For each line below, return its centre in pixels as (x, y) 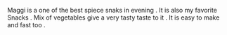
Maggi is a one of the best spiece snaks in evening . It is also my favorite (112, 10)
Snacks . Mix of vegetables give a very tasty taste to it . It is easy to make (113, 17)
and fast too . (26, 25)
